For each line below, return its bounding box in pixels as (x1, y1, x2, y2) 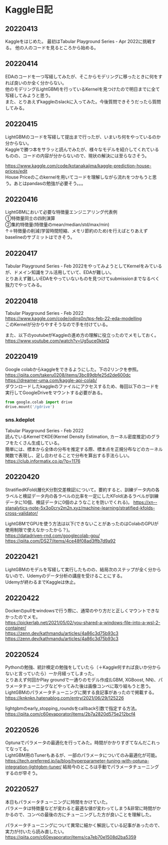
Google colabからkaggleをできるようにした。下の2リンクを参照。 (5, 366, 141, 372)
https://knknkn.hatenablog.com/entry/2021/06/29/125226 (5, 695, 124, 701)
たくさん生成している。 (13, 440, 62, 446)
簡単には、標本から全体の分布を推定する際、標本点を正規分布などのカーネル (5, 446, 163, 452)
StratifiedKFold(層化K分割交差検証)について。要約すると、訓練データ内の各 (5, 487, 160, 493)
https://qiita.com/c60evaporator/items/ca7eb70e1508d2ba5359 (5, 834, 136, 840)
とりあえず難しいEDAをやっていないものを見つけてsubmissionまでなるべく (5, 275, 160, 281)
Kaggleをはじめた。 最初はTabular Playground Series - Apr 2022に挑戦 (5, 38, 151, 44)
